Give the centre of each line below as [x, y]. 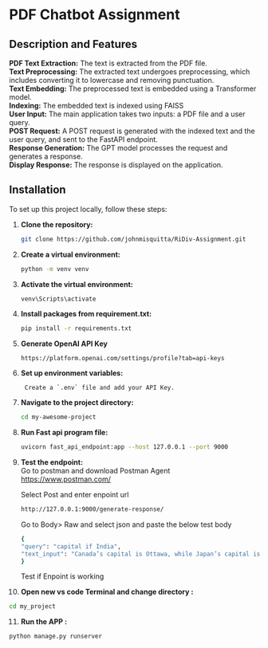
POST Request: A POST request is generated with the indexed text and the [132, 131]
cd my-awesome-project [58, 417]
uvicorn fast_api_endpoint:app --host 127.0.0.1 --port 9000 [124, 447]
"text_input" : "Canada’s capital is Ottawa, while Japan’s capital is [140, 554]
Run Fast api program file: [64, 433]
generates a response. [46, 156]
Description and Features [73, 44]
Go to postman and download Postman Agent [95, 471]
